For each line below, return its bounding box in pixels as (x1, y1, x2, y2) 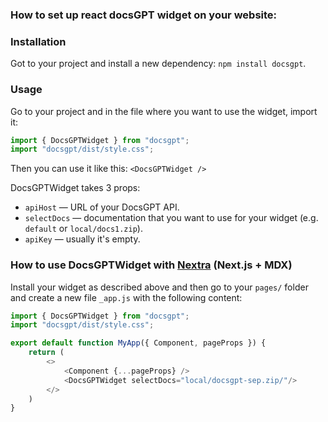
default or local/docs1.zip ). (24, 223, 143, 235)
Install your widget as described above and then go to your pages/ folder (10, 281, 309, 293)
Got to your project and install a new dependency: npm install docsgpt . (10, 58, 307, 70)
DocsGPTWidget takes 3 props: (10, 182, 141, 194)
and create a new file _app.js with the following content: (10, 291, 243, 303)
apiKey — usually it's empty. (24, 233, 141, 245)
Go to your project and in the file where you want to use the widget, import (10, 105, 318, 117)
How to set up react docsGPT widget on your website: (10, 8, 278, 22)
